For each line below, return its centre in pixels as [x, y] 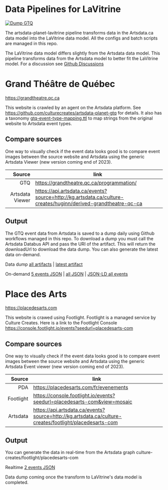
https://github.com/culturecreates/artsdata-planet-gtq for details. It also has [83, 113]
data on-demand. [23, 254]
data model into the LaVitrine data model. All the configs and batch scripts [81, 38]
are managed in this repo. [31, 43]
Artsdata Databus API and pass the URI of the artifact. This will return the [80, 244]
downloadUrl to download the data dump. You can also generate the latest [82, 249]
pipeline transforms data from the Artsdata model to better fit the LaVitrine [82, 58]
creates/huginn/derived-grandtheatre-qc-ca [88, 203]
